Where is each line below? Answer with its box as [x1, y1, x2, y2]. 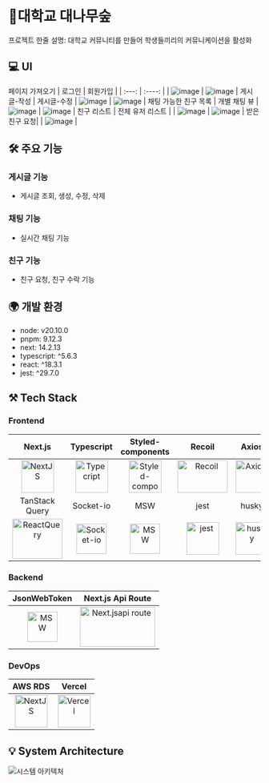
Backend [8, 572, 44, 583]
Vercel [61, 681, 87, 693]
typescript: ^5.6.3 [19, 351, 78, 360]
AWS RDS [12, 681, 50, 693]
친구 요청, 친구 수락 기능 [19, 275, 95, 284]
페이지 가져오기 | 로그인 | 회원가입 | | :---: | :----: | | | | [8, 86, 239, 96]
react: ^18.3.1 [19, 359, 62, 369]
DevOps [8, 660, 41, 671]
